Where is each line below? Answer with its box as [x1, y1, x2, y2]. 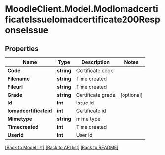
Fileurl [7, 83, 23, 90]
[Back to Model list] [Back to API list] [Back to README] [5, 145, 119, 150]
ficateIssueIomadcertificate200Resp [5, 14, 161, 25]
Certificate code [76, 67, 114, 74]
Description [81, 59, 110, 65]
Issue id [76, 100, 94, 106]
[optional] [120, 92, 143, 98]
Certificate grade [76, 92, 116, 98]
